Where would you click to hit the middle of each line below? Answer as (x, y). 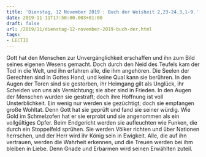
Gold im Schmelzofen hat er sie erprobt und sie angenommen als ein (93, 116)
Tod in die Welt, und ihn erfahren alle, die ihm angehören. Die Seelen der (98, 71)
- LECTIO (17, 40)
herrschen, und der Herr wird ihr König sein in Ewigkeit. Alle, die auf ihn (97, 136)
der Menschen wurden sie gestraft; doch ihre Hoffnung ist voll (85, 97)
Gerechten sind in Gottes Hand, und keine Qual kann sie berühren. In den (99, 77)
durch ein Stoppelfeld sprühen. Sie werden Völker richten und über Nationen (103, 129)
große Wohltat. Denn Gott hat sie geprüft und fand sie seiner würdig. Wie (99, 110)
